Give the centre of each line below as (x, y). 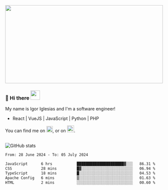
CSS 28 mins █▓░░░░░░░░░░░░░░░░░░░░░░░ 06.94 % (80, 169)
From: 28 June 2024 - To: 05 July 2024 (47, 155)
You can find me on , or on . (40, 131)
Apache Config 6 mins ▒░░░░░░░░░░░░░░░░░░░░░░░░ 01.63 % (80, 178)
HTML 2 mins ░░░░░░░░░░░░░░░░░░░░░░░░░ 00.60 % (80, 182)
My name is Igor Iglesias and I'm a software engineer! (60, 109)
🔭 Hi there (17, 98)
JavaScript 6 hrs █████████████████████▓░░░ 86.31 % (80, 164)
